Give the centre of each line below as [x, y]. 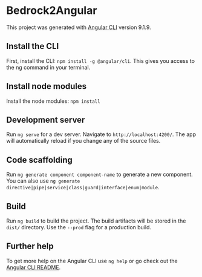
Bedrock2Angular [52, 11]
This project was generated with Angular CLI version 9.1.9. [79, 27]
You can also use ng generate [43, 181]
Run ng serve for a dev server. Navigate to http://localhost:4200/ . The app [101, 134]
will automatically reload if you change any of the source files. [83, 141]
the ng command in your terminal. [48, 67]
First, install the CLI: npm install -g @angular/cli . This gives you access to [101, 60]
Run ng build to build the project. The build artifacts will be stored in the [96, 221]
